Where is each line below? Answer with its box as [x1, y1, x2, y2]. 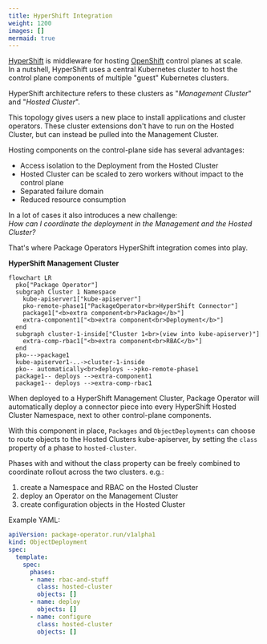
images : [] [8, 26, 45, 34]
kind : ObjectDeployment [8, 538, 88, 546]
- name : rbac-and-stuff [29, 575, 110, 584]
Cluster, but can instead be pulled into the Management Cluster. [8, 130, 219, 140]
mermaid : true [8, 34, 56, 43]
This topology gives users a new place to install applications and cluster [8, 113, 246, 123]
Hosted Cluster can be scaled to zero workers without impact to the [19, 169, 245, 179]
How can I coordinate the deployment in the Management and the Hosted [8, 219, 253, 229]
